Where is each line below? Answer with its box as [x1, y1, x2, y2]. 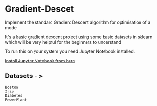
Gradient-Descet [5, 3, 74, 15]
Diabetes [5, 93, 23, 98]
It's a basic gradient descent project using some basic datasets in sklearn [5, 34, 153, 40]
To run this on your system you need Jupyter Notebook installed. [5, 48, 135, 54]
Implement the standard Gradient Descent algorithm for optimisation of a [5, 19, 151, 25]
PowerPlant [5, 97, 27, 102]
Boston [5, 85, 18, 90]
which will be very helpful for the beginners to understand [5, 39, 122, 45]
